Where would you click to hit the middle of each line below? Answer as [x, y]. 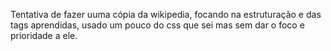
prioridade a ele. [44, 35]
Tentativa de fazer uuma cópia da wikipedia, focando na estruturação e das [166, 14]
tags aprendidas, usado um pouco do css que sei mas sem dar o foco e [157, 25]
